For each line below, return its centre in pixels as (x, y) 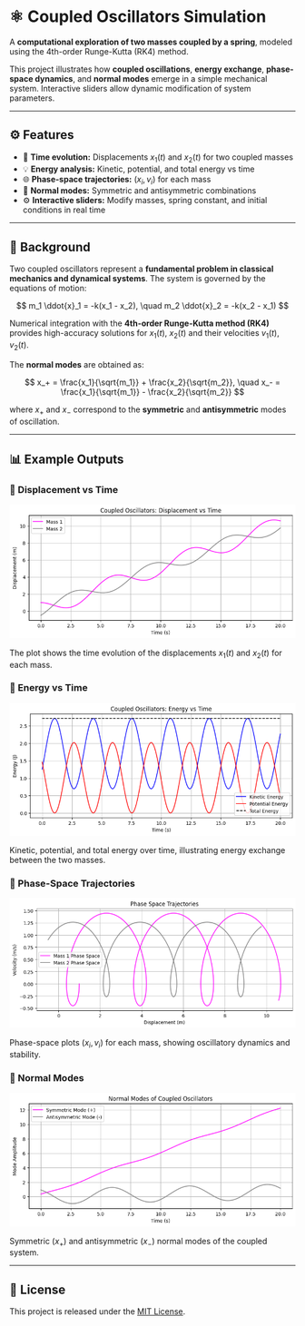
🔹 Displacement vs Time (64, 489)
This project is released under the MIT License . (98, 1311)
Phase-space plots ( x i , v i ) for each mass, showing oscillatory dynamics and (150, 1043)
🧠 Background (50, 247)
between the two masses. (58, 859)
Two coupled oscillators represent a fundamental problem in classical (142, 269)
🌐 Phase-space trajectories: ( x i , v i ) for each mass (117, 180)
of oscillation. (34, 421)
